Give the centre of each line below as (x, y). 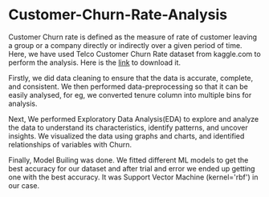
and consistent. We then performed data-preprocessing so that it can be (128, 86)
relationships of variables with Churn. (70, 144)
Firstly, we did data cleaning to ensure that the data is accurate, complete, (131, 78)
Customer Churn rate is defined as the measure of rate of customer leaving (133, 37)
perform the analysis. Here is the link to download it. (95, 62)
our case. (24, 185)
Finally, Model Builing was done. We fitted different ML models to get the (128, 160)
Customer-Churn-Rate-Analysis (118, 15)
